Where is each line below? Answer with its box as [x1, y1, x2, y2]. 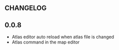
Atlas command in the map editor [11, 39, 80, 45]
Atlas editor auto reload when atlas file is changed [11, 34, 115, 40]
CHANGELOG [4, 4, 47, 12]
